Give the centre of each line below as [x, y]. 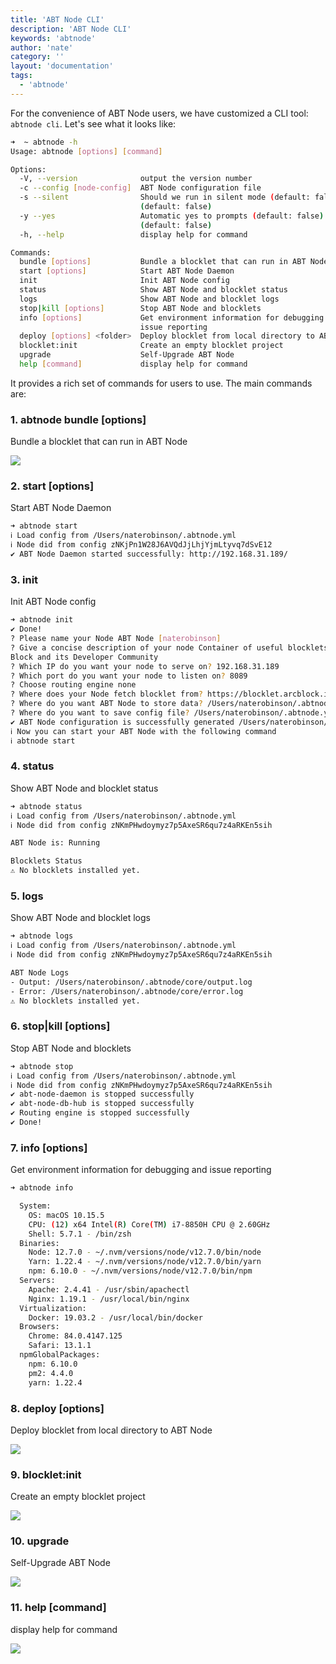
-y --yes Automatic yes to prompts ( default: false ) [172, 216]
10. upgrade [40, 1541]
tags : [21, 76]
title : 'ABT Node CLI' [57, 19]
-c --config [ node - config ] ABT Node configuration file [140, 188]
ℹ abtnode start [43, 741]
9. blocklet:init [46, 1474]
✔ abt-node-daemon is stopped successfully [102, 1094]
